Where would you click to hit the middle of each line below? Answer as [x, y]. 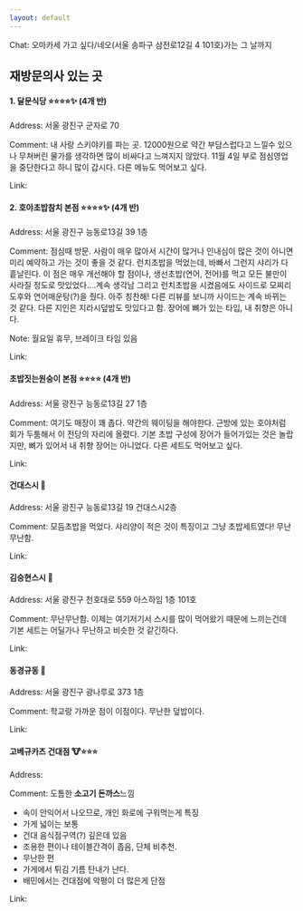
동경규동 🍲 [28, 670]
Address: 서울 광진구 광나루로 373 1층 [77, 692]
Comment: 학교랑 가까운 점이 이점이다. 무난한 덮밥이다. [107, 712]
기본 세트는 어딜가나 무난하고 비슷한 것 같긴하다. [94, 630]
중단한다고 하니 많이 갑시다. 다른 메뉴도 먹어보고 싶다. [113, 168]
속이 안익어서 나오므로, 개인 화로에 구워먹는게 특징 [110, 813]
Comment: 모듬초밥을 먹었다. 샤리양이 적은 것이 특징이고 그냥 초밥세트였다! [142, 526]
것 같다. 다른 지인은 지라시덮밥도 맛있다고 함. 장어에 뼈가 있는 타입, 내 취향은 [143, 308]
